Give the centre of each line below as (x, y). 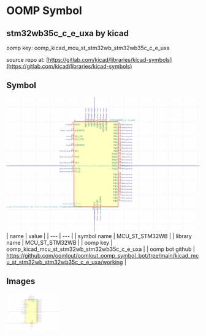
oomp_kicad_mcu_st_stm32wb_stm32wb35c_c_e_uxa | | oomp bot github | (101, 249)
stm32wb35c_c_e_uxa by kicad (68, 33)
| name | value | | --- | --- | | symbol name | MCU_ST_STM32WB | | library (99, 236)
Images (21, 281)
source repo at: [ (27, 60)
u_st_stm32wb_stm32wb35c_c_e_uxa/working (65, 262)
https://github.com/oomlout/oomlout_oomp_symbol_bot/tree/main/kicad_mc (103, 255)
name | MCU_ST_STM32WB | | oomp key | (59, 242)
